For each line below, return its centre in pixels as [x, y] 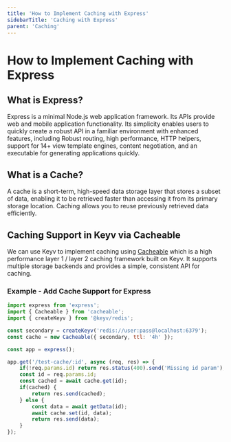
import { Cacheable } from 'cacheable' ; [66, 312]
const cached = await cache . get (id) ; [74, 381]
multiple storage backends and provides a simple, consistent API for [104, 266]
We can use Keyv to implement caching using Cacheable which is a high [110, 251]
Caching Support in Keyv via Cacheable [94, 235]
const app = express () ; [41, 349]
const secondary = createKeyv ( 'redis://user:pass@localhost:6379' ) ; [107, 331]
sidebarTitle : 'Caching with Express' [63, 20]
